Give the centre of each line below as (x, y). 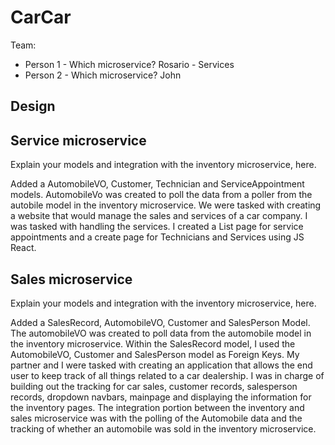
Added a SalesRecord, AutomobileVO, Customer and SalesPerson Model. (160, 322)
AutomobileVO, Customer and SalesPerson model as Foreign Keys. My (155, 354)
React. (23, 248)
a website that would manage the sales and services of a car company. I (159, 216)
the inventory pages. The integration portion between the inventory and (157, 407)
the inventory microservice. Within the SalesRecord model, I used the (153, 343)
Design (33, 106)
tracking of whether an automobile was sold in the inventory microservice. (163, 428)
